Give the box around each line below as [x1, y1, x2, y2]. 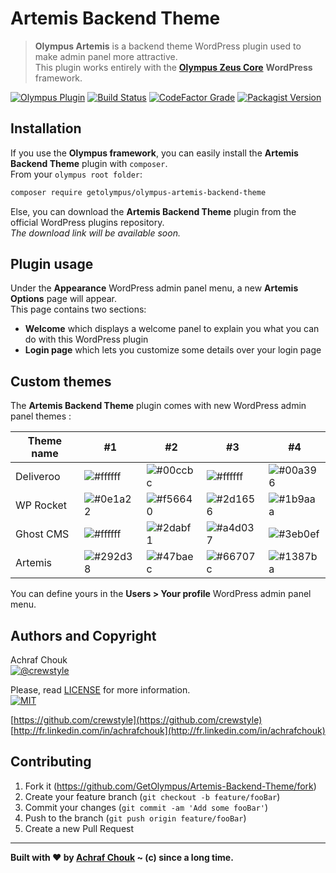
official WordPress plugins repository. [10, 216, 165, 228]
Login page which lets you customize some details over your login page [24, 344, 322, 356]
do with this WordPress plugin [24, 333, 149, 346]
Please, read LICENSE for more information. [10, 684, 191, 696]
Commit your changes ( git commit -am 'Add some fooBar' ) [24, 801, 269, 813]
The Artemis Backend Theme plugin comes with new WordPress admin [10, 400, 307, 412]
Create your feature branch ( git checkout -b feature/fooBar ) [24, 790, 281, 802]
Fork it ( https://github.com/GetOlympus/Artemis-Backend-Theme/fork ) [24, 780, 317, 792]
